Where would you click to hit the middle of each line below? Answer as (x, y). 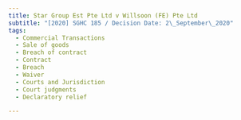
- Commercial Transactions (60, 38)
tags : (17, 30)
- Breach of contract (51, 52)
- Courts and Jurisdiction (60, 82)
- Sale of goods (42, 45)
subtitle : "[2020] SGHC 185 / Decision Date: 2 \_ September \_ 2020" (121, 23)
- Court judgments (46, 89)
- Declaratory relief (51, 97)
